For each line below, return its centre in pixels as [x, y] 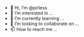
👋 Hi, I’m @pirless [29, 8]
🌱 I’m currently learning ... [37, 18]
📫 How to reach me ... [34, 29]
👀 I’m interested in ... [32, 13]
